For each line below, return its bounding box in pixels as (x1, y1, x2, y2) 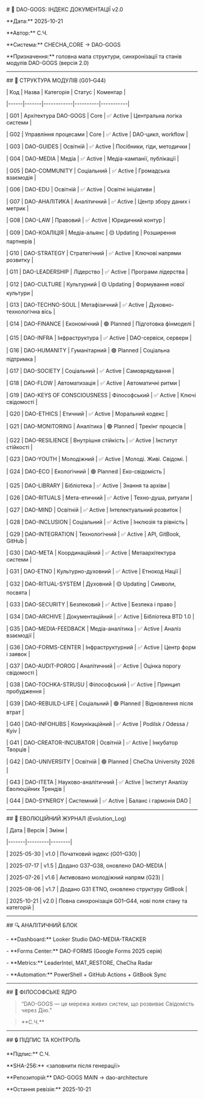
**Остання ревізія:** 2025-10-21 (6, 1086, 91, 1093)
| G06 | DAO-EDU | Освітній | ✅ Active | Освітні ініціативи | (6, 186, 156, 193)
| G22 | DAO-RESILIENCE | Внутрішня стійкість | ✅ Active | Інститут (6, 437, 178, 443)
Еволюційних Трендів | (6, 786, 66, 792)
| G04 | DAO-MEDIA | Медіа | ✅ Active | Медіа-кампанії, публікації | (6, 155, 179, 162)
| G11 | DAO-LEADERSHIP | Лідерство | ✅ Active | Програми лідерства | (6, 268, 188, 275)
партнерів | (6, 238, 36, 245)
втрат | (6, 708, 24, 716)
